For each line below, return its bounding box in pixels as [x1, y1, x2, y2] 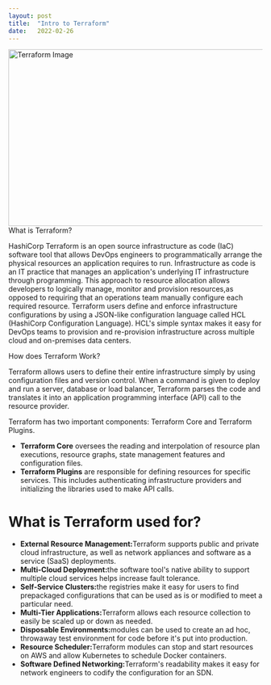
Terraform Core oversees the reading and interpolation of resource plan [19, 441, 261, 451]
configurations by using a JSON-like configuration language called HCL [8, 310, 246, 320]
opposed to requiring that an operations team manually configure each [8, 292, 244, 303]
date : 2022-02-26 [8, 27, 74, 35]
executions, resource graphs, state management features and [19, 450, 226, 460]
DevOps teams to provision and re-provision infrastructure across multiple [8, 327, 256, 337]
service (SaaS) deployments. [19, 557, 117, 566]
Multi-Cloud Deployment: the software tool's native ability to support [19, 565, 250, 574]
